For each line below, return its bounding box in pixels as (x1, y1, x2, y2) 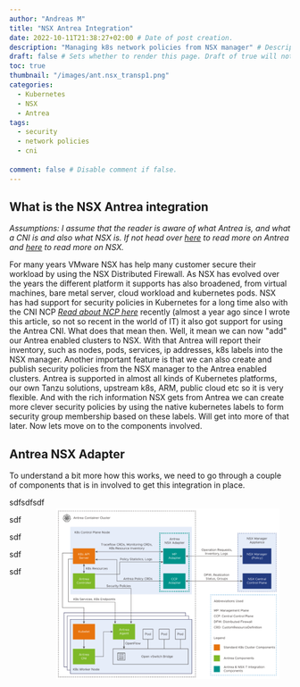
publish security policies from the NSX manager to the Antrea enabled (9, 364, 267, 374)
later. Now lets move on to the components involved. (9, 421, 203, 431)
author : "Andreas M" (9, 14, 87, 23)
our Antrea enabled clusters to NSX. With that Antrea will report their (9, 335, 262, 346)
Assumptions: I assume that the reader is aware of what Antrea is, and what (9, 223, 291, 234)
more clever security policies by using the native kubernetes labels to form (9, 402, 284, 413)
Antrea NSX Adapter (9, 447, 125, 462)
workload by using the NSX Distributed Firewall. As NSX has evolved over (9, 269, 279, 280)
